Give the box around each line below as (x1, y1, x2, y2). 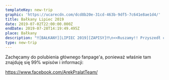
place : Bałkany (5, 31, 37, 36)
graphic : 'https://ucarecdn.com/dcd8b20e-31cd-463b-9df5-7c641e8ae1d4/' (5, 12, 161, 17)
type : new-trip (5, 40, 37, 45)
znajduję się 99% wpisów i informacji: (5, 59, 84, 65)
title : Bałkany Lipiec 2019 (5, 17, 64, 22)
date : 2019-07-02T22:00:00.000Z (5, 21, 73, 27)
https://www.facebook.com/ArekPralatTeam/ (5, 69, 98, 75)
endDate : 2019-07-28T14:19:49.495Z (5, 26, 80, 31)
